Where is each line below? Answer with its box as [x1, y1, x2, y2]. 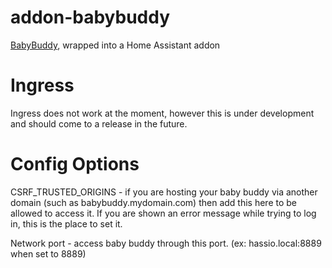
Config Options [10, 153, 140, 176]
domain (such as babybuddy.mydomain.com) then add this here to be [10, 196, 298, 208]
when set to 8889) [10, 247, 87, 260]
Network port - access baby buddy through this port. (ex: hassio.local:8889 [10, 237, 322, 249]
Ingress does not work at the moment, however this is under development [10, 107, 315, 119]
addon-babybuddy [10, 6, 171, 29]
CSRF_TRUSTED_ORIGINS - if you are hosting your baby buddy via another [10, 186, 318, 198]
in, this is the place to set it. [10, 217, 123, 230]
